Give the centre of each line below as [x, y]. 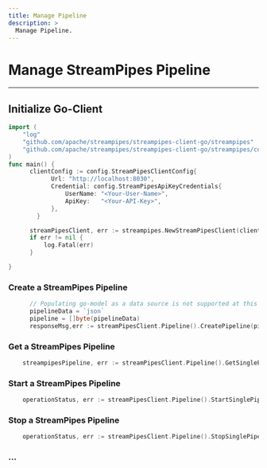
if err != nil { [56, 238]
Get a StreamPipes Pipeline [62, 346]
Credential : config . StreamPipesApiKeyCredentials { [136, 187]
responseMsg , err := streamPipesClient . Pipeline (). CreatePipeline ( [141, 326]
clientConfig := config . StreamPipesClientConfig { [113, 172]
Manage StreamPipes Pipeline [109, 70]
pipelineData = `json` [67, 311]
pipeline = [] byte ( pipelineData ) [85, 318]
